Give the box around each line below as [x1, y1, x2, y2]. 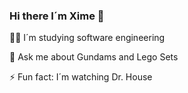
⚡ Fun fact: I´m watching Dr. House [9, 71, 153, 83]
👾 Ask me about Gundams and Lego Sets [9, 51, 179, 63]
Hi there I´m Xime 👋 [9, 9, 105, 23]
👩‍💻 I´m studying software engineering [9, 32, 166, 44]
